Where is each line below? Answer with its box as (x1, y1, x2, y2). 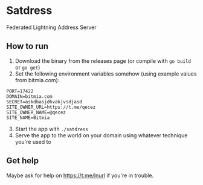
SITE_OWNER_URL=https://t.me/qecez (6, 104, 96, 110)
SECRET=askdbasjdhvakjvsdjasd (6, 99, 83, 105)
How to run (6, 41, 49, 51)
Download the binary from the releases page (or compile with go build (14, 57, 192, 64)
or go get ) (14, 63, 40, 71)
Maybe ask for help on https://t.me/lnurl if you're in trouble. (6, 172, 154, 179)
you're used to (14, 138, 51, 145)
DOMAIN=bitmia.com (6, 93, 53, 100)
